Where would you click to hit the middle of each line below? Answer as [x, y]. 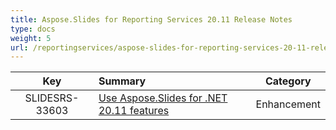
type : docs [33, 29]
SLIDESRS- [52, 98]
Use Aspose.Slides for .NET [163, 98]
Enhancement [288, 104]
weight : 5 [31, 38]
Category [288, 81]
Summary [122, 81]
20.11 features [134, 111]
